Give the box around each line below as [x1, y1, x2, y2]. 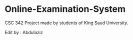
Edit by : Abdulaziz [4, 29, 43, 35]
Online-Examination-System [4, 3, 126, 15]
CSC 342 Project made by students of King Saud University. [4, 20, 128, 26]
